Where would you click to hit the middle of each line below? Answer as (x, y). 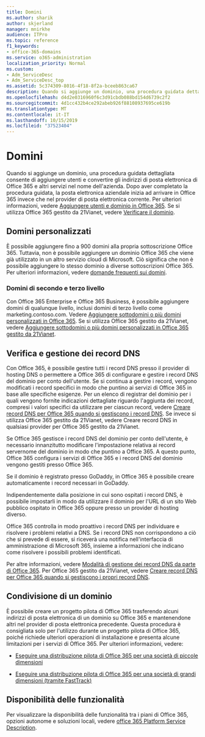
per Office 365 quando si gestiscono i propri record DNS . (78, 577)
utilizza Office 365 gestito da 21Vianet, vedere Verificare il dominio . (91, 213)
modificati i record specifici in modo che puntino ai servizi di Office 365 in (99, 387)
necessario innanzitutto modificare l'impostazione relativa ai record (91, 445)
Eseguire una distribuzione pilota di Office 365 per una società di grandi (106, 674)
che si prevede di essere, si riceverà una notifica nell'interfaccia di (90, 539)
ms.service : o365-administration (49, 58)
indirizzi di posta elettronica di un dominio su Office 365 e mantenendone (99, 618)
